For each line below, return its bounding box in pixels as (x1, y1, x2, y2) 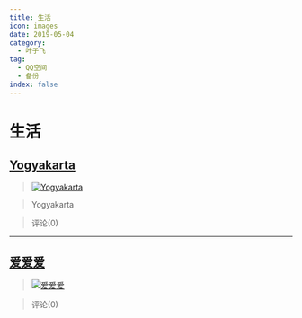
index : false (9, 80, 58, 89)
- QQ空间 (17, 64, 48, 73)
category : (9, 38, 47, 48)
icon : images (9, 22, 58, 31)
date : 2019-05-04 (9, 30, 75, 39)
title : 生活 (9, 13, 51, 22)
